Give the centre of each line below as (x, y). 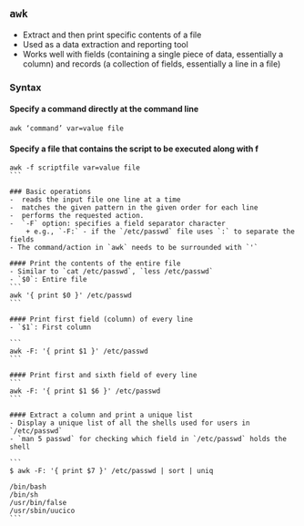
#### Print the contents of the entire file (95, 263)
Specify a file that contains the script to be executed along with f (134, 149)
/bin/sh (24, 495)
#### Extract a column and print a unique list (101, 415)
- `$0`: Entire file (49, 280)
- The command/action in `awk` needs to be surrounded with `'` (134, 248)
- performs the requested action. (77, 216)
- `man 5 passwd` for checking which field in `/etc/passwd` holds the (148, 439)
